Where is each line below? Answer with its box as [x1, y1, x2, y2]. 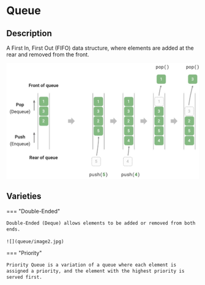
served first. [6, 274, 43, 280]
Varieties [6, 191, 42, 202]
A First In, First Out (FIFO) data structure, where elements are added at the [6, 44, 194, 51]
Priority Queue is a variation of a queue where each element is [6, 262, 176, 268]
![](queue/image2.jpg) [6, 238, 64, 245]
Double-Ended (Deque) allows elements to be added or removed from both [6, 220, 196, 226]
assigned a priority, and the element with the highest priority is [6, 268, 185, 274]
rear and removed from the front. [6, 51, 90, 58]
